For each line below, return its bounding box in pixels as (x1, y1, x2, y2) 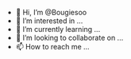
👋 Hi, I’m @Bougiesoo (15, 8, 87, 17)
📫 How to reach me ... (15, 42, 90, 51)
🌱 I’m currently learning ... (15, 25, 101, 33)
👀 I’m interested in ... (15, 16, 83, 26)
